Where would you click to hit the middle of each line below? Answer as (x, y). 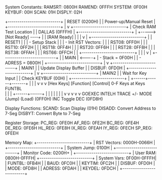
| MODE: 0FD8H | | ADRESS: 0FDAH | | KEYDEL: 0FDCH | (62, 168)
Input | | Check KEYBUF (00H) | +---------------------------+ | (67, 78)
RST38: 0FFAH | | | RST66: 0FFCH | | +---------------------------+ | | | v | (78, 52)
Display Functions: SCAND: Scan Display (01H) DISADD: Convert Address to (81, 108)
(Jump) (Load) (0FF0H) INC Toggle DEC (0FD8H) (54, 99)
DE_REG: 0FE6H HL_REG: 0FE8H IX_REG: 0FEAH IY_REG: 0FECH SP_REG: (79, 128)
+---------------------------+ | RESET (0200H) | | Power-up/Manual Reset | (80, 22)
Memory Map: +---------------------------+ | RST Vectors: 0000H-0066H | (80, 142)
